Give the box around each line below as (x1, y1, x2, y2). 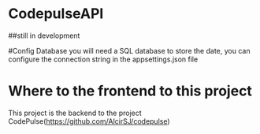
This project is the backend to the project (8, 108, 142, 117)
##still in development (8, 31, 80, 40)
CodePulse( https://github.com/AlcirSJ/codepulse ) (8, 116, 171, 126)
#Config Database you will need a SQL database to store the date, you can (8, 46, 251, 55)
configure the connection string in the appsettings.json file (8, 54, 199, 64)
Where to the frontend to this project (8, 82, 252, 100)
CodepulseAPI (8, 5, 104, 23)
